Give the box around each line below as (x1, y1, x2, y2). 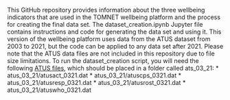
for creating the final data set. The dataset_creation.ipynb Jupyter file (7, 21, 203, 28)
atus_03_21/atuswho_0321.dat (7, 86, 91, 94)
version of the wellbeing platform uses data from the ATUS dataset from (7, 35, 211, 43)
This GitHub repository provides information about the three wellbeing (7, 6, 205, 14)
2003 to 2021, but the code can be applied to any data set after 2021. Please (7, 42, 224, 50)
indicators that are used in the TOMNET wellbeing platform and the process (7, 13, 221, 21)
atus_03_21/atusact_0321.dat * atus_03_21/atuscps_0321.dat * (7, 71, 182, 79)
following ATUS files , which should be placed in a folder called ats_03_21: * (7, 64, 219, 72)
